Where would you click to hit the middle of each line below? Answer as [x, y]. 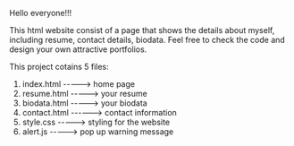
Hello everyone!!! [41, 13]
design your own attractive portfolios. [78, 49]
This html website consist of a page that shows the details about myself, [142, 30]
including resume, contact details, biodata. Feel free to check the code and [147, 40]
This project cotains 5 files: [59, 67]
